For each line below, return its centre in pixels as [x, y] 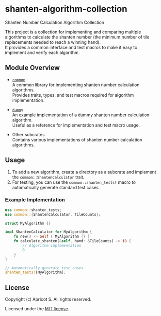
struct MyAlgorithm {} [28, 223]
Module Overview [32, 68]
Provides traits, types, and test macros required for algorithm [73, 95]
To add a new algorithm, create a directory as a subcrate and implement [84, 172]
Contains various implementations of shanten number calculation [77, 140]
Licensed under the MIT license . [37, 309]
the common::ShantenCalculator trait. [48, 177]
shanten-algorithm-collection [66, 9]
